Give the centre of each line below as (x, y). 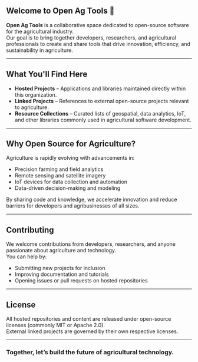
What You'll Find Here (47, 74)
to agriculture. (32, 107)
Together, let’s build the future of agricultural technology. (90, 352)
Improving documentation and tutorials (62, 274)
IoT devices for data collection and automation (71, 182)
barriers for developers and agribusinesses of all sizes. (73, 206)
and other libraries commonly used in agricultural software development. (103, 120)
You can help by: (27, 256)
